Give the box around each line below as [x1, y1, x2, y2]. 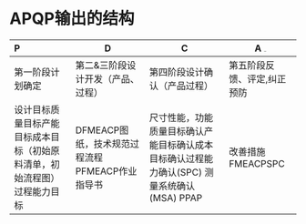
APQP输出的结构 [9, 8, 135, 29]
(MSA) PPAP [148, 191, 203, 204]
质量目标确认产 [148, 125, 214, 137]
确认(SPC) [158, 166, 203, 178]
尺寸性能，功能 [148, 111, 214, 124]
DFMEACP [75, 124, 120, 137]
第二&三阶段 [75, 58, 127, 71]
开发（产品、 [84, 72, 139, 85]
